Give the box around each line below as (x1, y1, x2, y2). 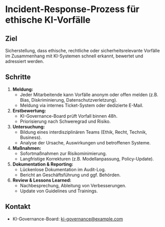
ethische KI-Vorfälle (5, 14, 91, 26)
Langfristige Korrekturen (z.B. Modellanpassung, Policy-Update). (20, 156, 154, 162)
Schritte (5, 73, 31, 82)
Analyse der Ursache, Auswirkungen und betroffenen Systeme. (20, 139, 151, 145)
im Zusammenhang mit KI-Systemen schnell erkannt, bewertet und (5, 53, 143, 59)
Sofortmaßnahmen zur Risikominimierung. (20, 150, 107, 157)
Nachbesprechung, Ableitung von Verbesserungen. (20, 182, 126, 188)
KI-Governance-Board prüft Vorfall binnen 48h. (20, 113, 118, 119)
